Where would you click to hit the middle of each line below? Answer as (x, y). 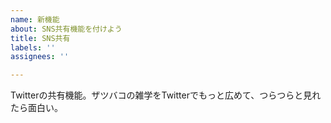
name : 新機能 (35, 19)
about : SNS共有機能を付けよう (66, 29)
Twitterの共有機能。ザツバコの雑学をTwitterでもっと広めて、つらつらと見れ (166, 95)
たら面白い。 (36, 108)
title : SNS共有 (40, 38)
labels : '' (33, 47)
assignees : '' (40, 57)
